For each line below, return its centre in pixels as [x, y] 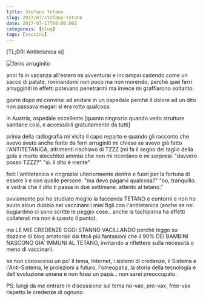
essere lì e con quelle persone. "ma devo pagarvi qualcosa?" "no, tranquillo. [101, 180]
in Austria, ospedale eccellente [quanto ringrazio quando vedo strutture [95, 118]
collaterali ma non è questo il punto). [52, 218]
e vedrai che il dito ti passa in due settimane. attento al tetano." [85, 187]
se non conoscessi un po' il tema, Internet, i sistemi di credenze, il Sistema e [101, 261]
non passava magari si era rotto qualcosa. [58, 106]
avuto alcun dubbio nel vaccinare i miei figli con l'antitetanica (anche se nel [100, 205]
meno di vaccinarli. [30, 249]
